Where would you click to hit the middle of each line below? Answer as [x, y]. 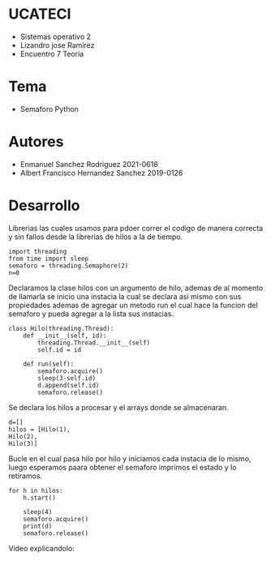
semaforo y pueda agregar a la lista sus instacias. [91, 314]
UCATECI [40, 14]
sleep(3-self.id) [67, 378]
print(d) [38, 526]
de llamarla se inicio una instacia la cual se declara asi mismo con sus [125, 296]
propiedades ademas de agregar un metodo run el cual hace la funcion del [133, 305]
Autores [36, 142]
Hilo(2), [23, 436]
